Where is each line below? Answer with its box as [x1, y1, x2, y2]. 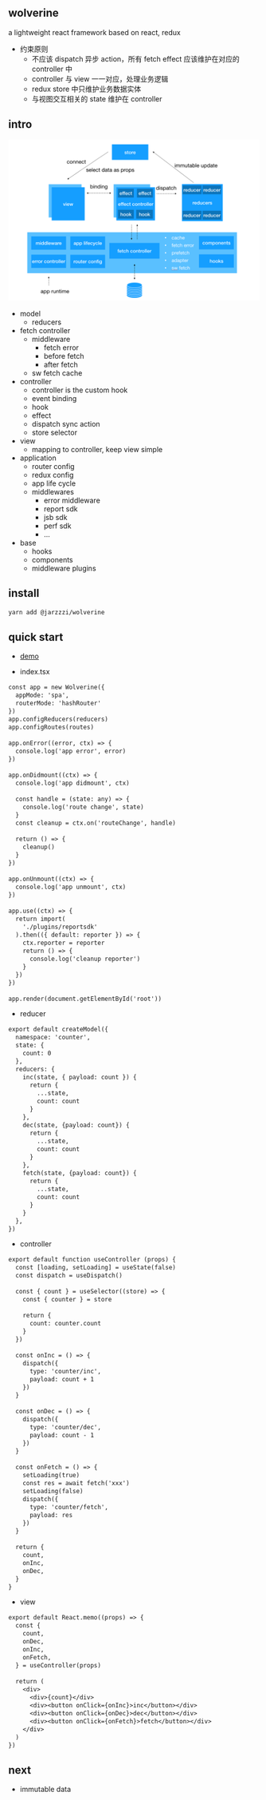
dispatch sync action [31, 419, 101, 428]
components [31, 554, 73, 564]
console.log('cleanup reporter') [29, 955, 141, 964]
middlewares [31, 487, 74, 496]
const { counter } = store [22, 1296, 112, 1304]
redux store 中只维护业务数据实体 [31, 84, 142, 93]
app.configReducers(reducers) [8, 715, 109, 724]
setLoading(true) [22, 1472, 80, 1480]
